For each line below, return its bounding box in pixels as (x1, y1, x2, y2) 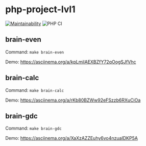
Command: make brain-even (5, 48, 64, 55)
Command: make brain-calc (5, 87, 64, 93)
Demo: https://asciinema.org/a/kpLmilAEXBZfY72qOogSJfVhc (5, 59, 136, 65)
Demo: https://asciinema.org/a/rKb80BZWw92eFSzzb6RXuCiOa (5, 97, 141, 103)
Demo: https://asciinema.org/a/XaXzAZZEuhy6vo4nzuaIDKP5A (5, 135, 138, 141)
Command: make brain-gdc (5, 125, 62, 131)
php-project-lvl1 (5, 4, 76, 15)
